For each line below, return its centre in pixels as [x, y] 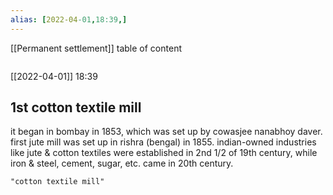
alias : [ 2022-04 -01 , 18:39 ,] [69, 19]
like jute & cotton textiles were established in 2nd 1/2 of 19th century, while [164, 153]
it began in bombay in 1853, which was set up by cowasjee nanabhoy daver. [166, 132]
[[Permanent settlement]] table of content [96, 48]
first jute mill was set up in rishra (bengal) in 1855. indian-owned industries [163, 142]
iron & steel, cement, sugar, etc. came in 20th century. [122, 163]
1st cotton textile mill [76, 107]
